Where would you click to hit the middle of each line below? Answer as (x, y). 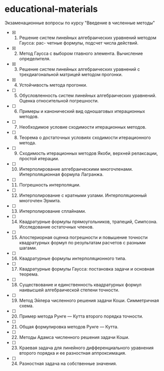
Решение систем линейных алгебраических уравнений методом (88, 38)
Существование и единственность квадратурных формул (80, 284)
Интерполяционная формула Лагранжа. (61, 174)
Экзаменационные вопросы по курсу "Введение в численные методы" (80, 23)
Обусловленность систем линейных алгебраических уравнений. (88, 95)
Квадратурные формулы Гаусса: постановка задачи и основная (87, 269)
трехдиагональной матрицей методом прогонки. (71, 74)
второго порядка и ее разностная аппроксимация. (73, 353)
